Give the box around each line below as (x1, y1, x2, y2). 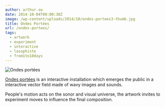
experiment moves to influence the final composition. (5, 97, 113, 103)
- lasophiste (9, 49, 36, 53)
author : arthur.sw (5, 7, 43, 12)
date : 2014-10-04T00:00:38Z (5, 12, 63, 17)
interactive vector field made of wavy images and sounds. (5, 82, 123, 88)
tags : (5, 30, 16, 35)
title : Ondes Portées (5, 21, 50, 26)
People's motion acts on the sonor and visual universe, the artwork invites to (5, 91, 161, 97)
